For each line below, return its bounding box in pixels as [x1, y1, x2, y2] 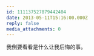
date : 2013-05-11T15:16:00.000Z [6, 15, 88, 21]
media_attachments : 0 [6, 26, 61, 32]
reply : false [6, 20, 39, 26]
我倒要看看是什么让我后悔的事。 [6, 43, 86, 51]
